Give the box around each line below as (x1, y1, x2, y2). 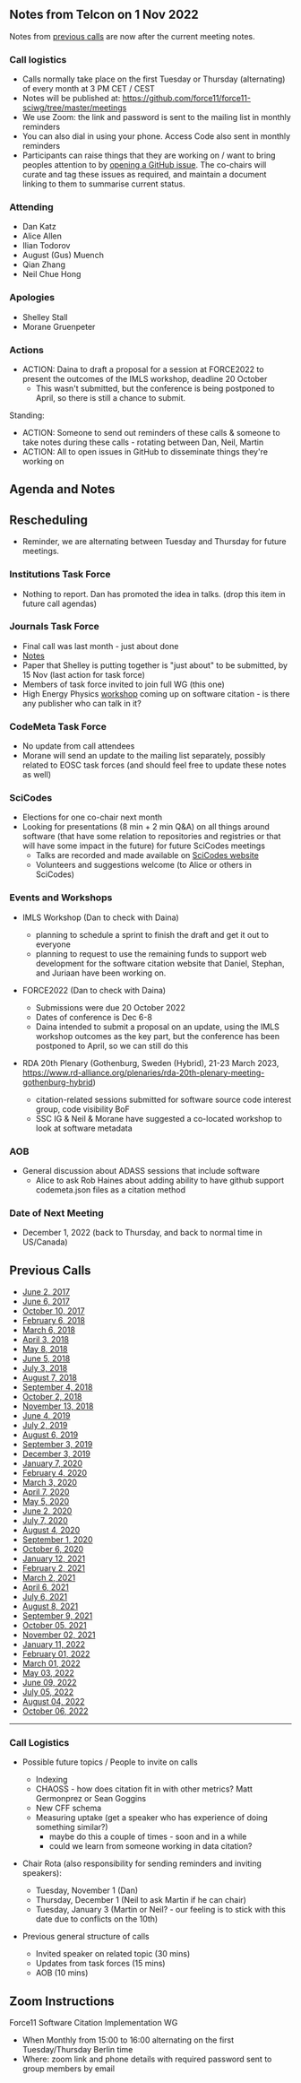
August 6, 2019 (21, 1429, 79, 1440)
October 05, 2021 (21, 1620, 87, 1631)
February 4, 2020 (21, 1468, 88, 1479)
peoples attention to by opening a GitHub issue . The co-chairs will (21, 160, 267, 170)
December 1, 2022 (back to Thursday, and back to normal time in (21, 1228, 262, 1238)
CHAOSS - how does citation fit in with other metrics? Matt (35, 1784, 254, 1794)
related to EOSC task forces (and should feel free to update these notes (21, 759, 287, 770)
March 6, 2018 (21, 1324, 76, 1335)
